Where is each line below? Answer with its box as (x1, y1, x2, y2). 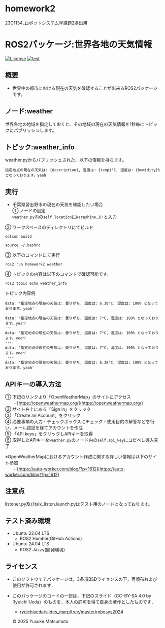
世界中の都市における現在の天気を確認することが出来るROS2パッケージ (12, 85, 158, 91)
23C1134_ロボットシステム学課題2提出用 (5, 20, 88, 26)
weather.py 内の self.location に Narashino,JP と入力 (12, 214, 117, 220)
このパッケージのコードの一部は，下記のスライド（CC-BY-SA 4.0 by (12, 593, 152, 599)
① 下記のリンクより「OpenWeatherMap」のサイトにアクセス (5, 394, 132, 399)
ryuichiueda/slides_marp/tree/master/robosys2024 (19, 609, 124, 615)
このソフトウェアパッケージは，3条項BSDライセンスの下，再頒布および (12, 576, 158, 582)
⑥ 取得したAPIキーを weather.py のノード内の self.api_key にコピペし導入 (5, 437, 154, 443)
